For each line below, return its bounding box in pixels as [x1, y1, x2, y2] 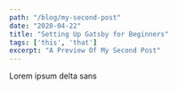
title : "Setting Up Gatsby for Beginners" [9, 29, 169, 38]
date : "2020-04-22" [9, 21, 82, 30]
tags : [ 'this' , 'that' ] [9, 37, 98, 47]
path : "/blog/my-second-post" [9, 12, 122, 22]
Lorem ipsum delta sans [9, 70, 98, 81]
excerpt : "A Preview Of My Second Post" [9, 46, 162, 55]
